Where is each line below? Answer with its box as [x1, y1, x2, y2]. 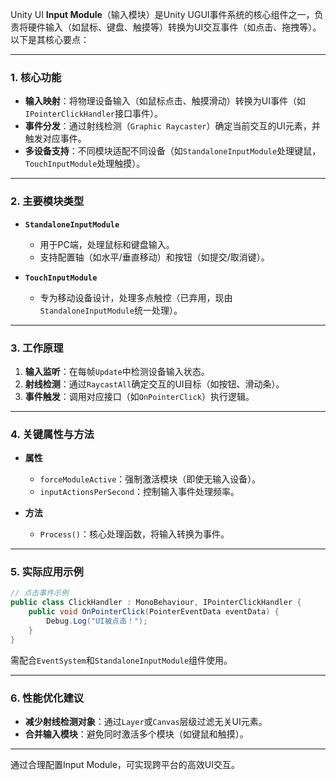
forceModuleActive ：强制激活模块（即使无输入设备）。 [39, 473, 262, 485]
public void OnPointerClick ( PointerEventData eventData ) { [28, 607, 280, 617]
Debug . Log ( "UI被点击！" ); [46, 616, 148, 627]
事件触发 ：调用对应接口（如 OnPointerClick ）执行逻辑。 [24, 390, 255, 402]
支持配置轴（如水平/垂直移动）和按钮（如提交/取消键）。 [39, 251, 270, 263]
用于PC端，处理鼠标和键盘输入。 [39, 238, 175, 250]
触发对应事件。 [24, 133, 87, 145]
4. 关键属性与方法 [10, 427, 95, 441]
